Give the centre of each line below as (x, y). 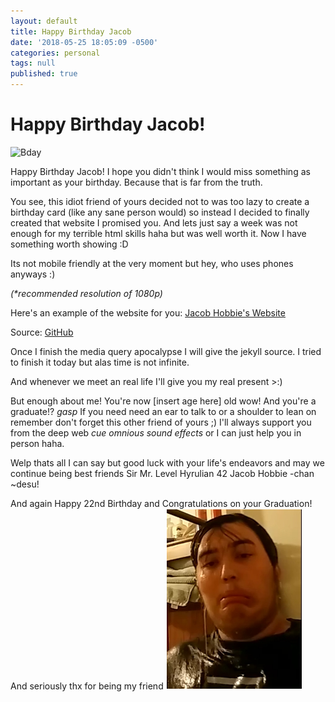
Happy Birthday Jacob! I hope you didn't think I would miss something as (160, 171)
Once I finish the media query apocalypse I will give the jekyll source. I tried (166, 351)
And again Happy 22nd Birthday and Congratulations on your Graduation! (161, 503)
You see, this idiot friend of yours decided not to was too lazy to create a (160, 201)
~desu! (25, 484)
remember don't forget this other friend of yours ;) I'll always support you (161, 422)
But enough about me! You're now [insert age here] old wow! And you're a (163, 401)
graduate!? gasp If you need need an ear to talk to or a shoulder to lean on (163, 411)
